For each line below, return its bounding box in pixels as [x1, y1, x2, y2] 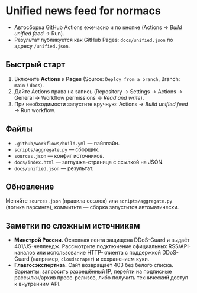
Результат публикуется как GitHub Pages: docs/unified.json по [14, 36, 173, 43]
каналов [14, 249, 35, 256]
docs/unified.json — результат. [14, 164, 94, 172]
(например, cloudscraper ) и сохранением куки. [30, 255, 150, 262]
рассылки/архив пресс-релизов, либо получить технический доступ [14, 274, 189, 281]
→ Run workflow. [14, 106, 56, 113]
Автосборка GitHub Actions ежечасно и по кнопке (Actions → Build [14, 24, 182, 31]
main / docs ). [14, 82, 44, 89]
